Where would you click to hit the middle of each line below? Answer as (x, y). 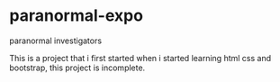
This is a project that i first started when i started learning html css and (140, 58)
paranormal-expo (77, 16)
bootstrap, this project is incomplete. (77, 68)
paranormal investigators (55, 41)
